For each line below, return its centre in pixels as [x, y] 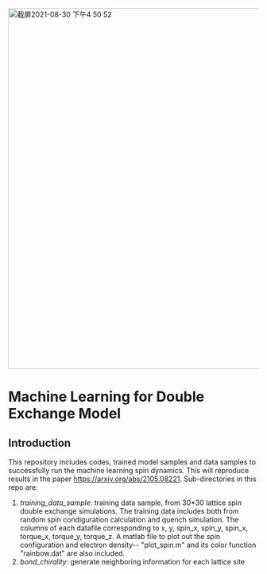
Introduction [40, 443]
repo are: [23, 487]
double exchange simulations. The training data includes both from [129, 511]
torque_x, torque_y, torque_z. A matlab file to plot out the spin [120, 536]
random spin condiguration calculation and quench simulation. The [129, 520]
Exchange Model [65, 414]
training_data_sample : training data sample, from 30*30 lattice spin [131, 503]
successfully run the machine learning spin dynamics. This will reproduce [129, 470]
